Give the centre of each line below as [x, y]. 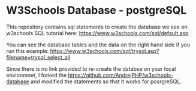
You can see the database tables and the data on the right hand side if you [98, 45]
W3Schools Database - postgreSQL [97, 10]
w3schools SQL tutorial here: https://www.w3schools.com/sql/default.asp [97, 33]
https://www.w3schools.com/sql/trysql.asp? [105, 51]
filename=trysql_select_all [38, 57]
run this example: [28, 51]
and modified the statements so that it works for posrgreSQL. [106, 81]
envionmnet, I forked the [37, 75]
